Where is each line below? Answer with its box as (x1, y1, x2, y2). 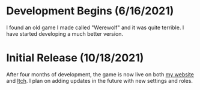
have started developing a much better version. (6, 30, 124, 37)
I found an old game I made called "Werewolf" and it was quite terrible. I (6, 24, 184, 31)
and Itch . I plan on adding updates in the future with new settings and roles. (6, 77, 193, 84)
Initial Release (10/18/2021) (6, 51, 144, 65)
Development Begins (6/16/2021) (6, 4, 174, 18)
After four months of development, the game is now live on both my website (6, 70, 194, 78)
